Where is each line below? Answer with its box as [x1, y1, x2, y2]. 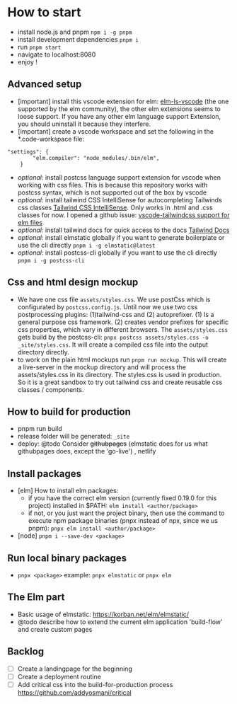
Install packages [7, 468, 81, 480]
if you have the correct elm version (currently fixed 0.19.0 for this [28, 494, 217, 502]
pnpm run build [17, 425, 62, 433]
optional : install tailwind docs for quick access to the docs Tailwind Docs [17, 226, 230, 234]
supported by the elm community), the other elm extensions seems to [17, 104, 221, 113]
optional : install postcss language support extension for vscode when [17, 173, 221, 181]
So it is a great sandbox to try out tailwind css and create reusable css [17, 378, 223, 386]
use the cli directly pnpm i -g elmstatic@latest [17, 241, 156, 249]
